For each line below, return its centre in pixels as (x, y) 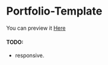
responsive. (30, 55)
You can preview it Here (36, 28)
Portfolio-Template (54, 11)
